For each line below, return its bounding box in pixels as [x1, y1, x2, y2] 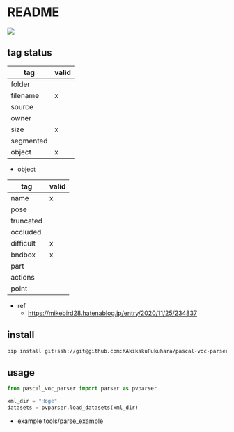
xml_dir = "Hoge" [7, 398, 58, 405]
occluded [10, 227, 42, 237]
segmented [10, 136, 48, 145]
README [7, 4, 60, 20]
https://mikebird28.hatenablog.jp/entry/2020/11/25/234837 [27, 309, 197, 317]
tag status [7, 47, 52, 59]
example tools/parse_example [17, 417, 104, 425]
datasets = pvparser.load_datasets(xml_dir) [7, 404, 139, 411]
